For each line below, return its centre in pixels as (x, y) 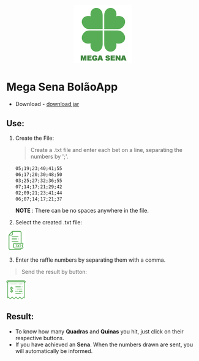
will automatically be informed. (54, 351)
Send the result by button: (54, 272)
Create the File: (34, 138)
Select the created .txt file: (49, 222)
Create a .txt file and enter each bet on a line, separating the (106, 150)
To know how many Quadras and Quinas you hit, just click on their (99, 331)
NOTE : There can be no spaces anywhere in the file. (82, 210)
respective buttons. (39, 338)
